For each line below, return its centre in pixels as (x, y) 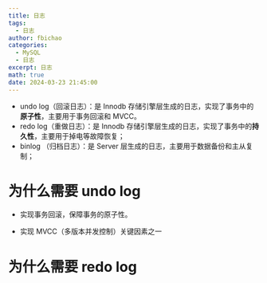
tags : (17, 23)
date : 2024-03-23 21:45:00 (53, 82)
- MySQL (28, 53)
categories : (28, 45)
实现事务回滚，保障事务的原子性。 (76, 214)
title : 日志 (27, 16)
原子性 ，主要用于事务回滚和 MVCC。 (80, 116)
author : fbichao (35, 38)
